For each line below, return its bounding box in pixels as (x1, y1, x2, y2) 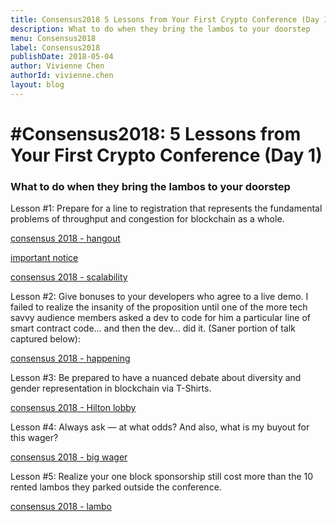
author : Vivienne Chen (10, 61, 105, 71)
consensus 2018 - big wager (10, 451, 128, 463)
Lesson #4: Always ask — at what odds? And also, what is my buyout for (10, 421, 310, 433)
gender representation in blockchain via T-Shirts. (10, 382, 212, 395)
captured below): (10, 333, 81, 345)
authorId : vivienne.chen (10, 71, 114, 81)
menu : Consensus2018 (10, 33, 97, 43)
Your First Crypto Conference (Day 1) (10, 144, 323, 166)
